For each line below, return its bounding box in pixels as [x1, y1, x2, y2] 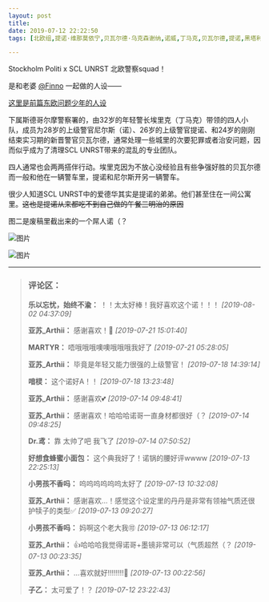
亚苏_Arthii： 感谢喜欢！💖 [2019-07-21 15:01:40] [27, 325, 187, 335]
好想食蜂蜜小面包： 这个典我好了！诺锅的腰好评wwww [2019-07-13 [27, 453, 251, 463]
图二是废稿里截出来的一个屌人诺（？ [8, 216, 128, 226]
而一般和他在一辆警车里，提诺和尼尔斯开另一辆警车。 [8, 172, 184, 182]
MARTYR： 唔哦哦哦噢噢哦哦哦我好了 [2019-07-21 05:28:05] [27, 342, 229, 352]
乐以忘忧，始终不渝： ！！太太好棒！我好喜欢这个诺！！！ [27, 300, 220, 309]
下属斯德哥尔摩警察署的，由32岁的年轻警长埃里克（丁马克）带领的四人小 [8, 115, 249, 125]
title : [8, 19, 30, 27]
